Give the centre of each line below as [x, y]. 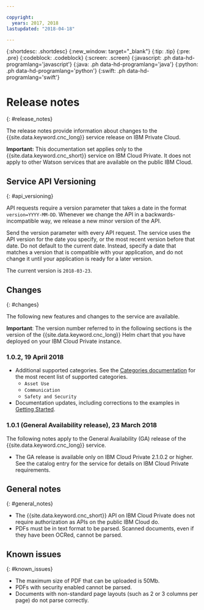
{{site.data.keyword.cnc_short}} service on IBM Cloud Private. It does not [99, 156]
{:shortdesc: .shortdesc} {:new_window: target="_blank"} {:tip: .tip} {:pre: [98, 51]
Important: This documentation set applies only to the [75, 149]
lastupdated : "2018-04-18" [41, 29]
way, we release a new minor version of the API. [100, 221]
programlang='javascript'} [39, 64]
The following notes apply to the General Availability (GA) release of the [96, 438]
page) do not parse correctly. [52, 600]
